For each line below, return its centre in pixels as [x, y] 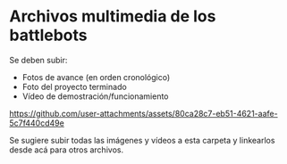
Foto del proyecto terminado [74, 86]
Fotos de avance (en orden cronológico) [96, 77]
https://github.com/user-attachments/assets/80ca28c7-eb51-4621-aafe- [144, 113]
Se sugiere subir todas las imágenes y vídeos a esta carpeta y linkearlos [142, 140]
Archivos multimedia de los [113, 16]
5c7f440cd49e [37, 123]
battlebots [48, 35]
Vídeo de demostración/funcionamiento [95, 96]
